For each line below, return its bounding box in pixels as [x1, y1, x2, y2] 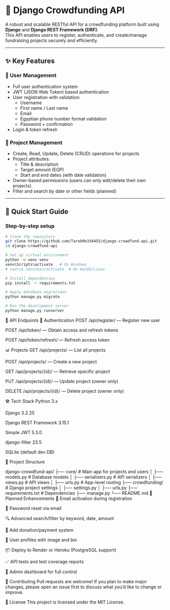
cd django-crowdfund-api [5, 244, 58, 249]
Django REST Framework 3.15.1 [5, 419, 69, 426]
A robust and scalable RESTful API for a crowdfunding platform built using [5, 21, 159, 27]
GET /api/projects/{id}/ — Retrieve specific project [5, 368, 110, 374]
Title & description [20, 161, 59, 167]
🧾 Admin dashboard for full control [5, 569, 77, 575]
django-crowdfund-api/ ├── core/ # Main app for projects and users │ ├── [5, 468, 163, 475]
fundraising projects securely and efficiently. [5, 37, 99, 43]
